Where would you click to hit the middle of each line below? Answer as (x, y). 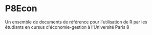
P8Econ (21, 9)
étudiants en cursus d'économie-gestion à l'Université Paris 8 (67, 27)
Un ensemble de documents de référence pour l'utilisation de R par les (76, 22)
